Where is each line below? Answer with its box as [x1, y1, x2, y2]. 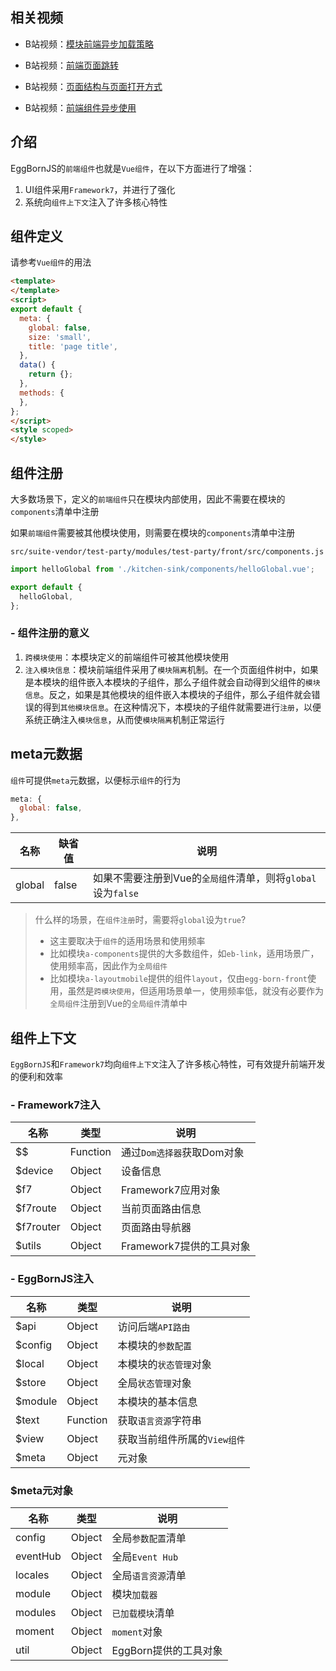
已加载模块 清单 [111, 1606, 175, 1620]
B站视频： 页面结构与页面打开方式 [24, 80, 163, 92]
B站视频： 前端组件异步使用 [24, 101, 137, 113]
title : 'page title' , [28, 341, 118, 352]
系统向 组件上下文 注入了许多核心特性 [24, 196, 168, 208]
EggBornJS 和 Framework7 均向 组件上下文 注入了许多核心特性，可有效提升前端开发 [10, 1058, 326, 1070]
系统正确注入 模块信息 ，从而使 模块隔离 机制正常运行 [24, 713, 225, 725]
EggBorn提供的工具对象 [111, 1643, 223, 1657]
